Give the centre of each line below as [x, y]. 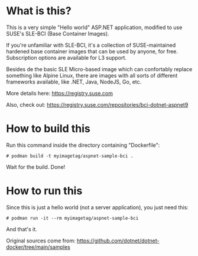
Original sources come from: [41, 241]
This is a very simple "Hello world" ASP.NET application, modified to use [94, 27]
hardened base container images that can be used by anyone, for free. [92, 51]
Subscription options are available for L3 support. [66, 57]
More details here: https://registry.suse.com [60, 93]
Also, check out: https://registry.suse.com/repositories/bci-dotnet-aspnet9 [97, 104]
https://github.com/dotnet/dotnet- [118, 241]
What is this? [39, 11]
